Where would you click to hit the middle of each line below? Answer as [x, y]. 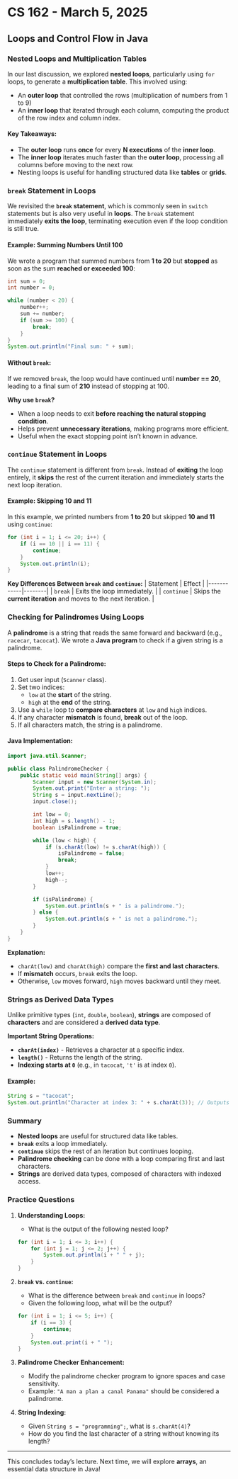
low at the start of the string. [70, 694]
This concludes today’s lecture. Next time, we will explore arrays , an [107, 1462]
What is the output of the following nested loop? [98, 1229]
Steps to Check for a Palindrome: [57, 664]
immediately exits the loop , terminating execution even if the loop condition [118, 221]
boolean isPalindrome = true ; [77, 827]
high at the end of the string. [70, 702]
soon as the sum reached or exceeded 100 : [72, 268]
